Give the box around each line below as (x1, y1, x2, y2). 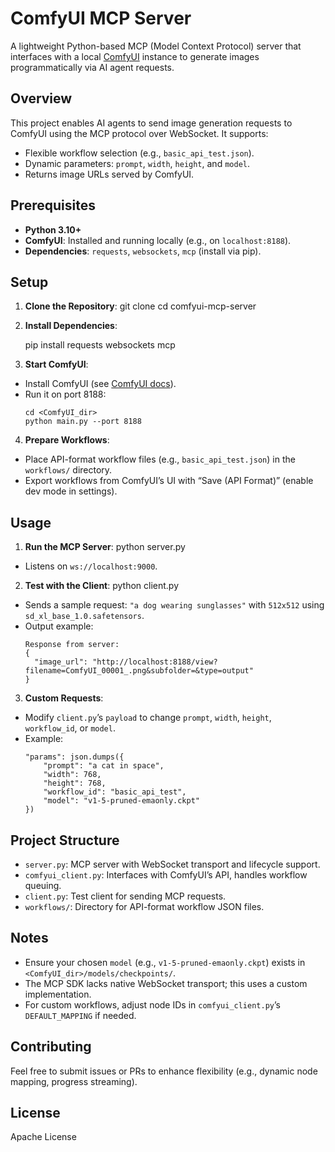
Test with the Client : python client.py (24, 580, 180, 592)
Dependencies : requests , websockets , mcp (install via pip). (24, 245, 262, 257)
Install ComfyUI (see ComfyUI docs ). (24, 378, 177, 390)
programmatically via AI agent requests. (10, 61, 175, 73)
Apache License (10, 1131, 77, 1143)
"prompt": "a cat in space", (43, 761, 165, 771)
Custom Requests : (24, 692, 104, 704)
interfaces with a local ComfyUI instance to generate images (10, 50, 260, 62)
